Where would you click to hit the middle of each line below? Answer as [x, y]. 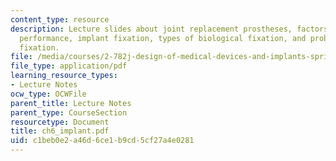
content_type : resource [60, 19]
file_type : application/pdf [69, 66]
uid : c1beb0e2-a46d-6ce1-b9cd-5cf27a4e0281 [102, 141]
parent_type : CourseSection [69, 112]
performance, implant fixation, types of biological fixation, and [163, 38]
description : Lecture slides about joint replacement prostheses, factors [169, 29]
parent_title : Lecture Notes [71, 103]
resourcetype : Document [60, 122]
